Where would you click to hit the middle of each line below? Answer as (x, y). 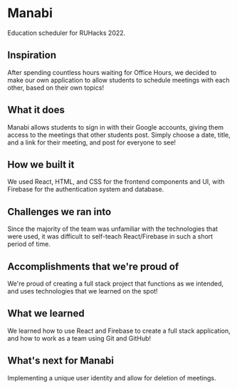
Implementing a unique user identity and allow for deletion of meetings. (112, 378)
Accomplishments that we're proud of (93, 266)
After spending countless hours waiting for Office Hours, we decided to (112, 72)
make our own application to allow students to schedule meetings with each (118, 80)
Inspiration (32, 55)
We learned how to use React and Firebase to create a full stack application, (119, 331)
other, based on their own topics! (56, 88)
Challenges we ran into (59, 212)
